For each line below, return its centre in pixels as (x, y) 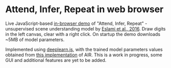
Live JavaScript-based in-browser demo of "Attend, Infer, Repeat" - (76, 23)
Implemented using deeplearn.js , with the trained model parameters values (84, 49)
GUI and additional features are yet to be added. (56, 60)
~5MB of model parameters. (35, 40)
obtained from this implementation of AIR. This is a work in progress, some (84, 55)
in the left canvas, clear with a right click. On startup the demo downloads (83, 34)
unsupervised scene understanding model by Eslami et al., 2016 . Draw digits (86, 28)
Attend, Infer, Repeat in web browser (84, 9)
